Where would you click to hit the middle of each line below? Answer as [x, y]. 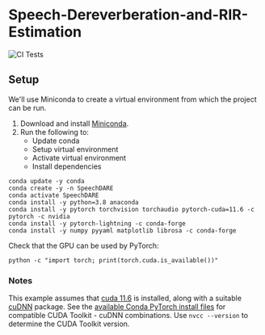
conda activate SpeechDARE [54, 195]
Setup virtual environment [75, 149]
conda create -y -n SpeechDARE [61, 188]
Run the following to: [54, 132]
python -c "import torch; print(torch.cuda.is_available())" [114, 260]
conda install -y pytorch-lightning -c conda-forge [97, 224]
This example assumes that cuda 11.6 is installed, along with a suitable [125, 298]
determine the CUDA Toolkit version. [69, 324]
